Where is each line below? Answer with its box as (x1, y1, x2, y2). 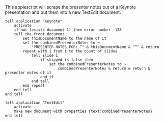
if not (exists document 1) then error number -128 (14, 27, 122, 32)
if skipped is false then (40, 57, 93, 62)
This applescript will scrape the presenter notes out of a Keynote (5, 4, 136, 10)
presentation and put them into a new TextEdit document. (5, 9, 121, 15)
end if (40, 74, 54, 79)
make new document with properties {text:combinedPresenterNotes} (14, 109, 153, 114)
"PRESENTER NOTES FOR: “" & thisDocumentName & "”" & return (31, 45, 160, 49)
